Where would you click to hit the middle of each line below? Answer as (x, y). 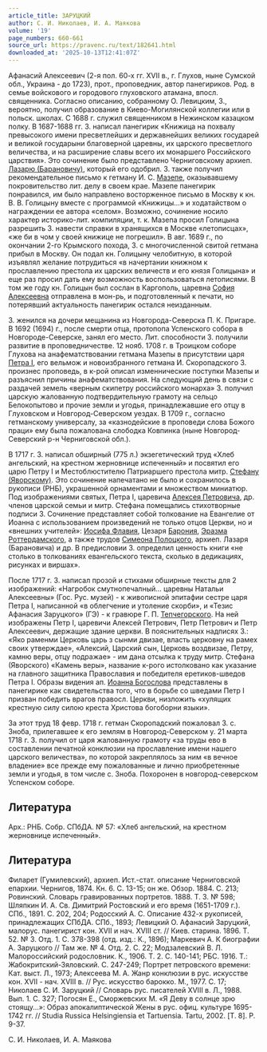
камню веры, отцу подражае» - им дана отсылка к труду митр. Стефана (132, 657)
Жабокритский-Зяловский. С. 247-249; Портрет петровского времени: (130, 964)
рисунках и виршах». (44, 565)
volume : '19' (30, 30)
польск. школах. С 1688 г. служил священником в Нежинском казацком (131, 118)
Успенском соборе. (41, 782)
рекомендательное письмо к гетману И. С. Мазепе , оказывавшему (123, 177)
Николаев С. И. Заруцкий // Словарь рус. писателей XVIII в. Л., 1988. (125, 990)
